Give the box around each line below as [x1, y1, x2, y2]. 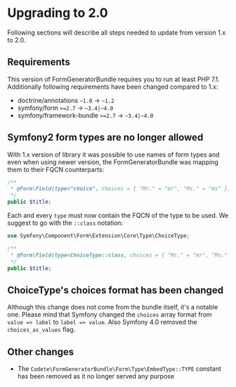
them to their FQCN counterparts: [7, 165, 105, 173]
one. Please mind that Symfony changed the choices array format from [7, 310, 212, 319]
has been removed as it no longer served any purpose [17, 372, 174, 381]
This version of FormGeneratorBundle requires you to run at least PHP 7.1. [7, 75, 220, 83]
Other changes [7, 345, 74, 357]
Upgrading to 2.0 [7, 5, 108, 21]
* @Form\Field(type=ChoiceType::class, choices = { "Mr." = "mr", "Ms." [10, 252, 228, 259]
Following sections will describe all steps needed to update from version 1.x [7, 28, 226, 37]
